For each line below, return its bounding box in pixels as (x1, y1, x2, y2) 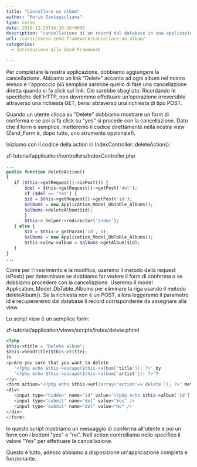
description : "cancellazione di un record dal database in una (6, 30, 164, 36)
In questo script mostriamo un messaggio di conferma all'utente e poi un (6, 425, 182, 432)
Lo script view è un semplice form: (6, 315, 90, 322)
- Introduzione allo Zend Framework (11, 47, 101, 53)
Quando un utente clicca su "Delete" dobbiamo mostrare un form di (6, 111, 169, 118)
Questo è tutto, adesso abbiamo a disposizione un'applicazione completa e (6, 449, 188, 456)
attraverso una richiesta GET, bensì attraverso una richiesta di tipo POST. (6, 99, 183, 106)
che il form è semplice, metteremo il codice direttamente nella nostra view (6, 123, 185, 130)
